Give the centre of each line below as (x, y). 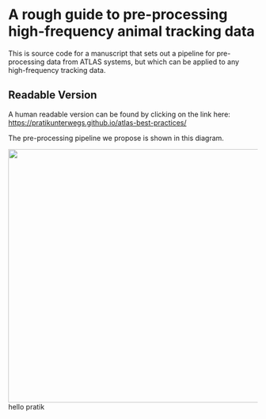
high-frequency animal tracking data (131, 31)
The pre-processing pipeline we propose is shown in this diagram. (116, 138)
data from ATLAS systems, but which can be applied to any (143, 62)
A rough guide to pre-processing (118, 15)
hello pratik (27, 406)
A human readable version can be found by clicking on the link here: (120, 114)
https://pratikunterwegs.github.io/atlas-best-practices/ (98, 122)
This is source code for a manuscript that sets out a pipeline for (112, 53)
